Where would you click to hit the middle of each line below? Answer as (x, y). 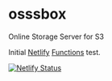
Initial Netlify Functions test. (54, 52)
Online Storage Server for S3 (56, 36)
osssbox (37, 14)
